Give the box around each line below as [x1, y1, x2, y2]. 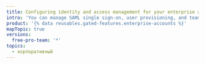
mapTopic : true [6, 26, 45, 32]
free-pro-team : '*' [12, 37, 62, 43]
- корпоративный [12, 49, 53, 55]
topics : [6, 43, 26, 49]
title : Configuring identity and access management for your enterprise [6, 9, 195, 15]
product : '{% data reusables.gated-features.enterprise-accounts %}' [6, 20, 187, 26]
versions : [6, 32, 32, 38]
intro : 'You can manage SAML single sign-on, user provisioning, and [6, 15, 187, 21]
